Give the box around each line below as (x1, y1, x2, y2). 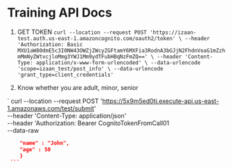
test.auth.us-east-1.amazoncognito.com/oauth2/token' (17, 35, 176, 42)
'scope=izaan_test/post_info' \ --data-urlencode (17, 65, 164, 72)
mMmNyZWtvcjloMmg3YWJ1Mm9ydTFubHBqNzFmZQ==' (17, 53, 148, 60)
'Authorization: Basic (17, 41, 83, 48)
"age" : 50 (19, 146, 51, 153)
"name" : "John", (19, 140, 70, 147)
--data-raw (7, 126, 39, 134)
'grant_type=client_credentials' (17, 71, 114, 78)
